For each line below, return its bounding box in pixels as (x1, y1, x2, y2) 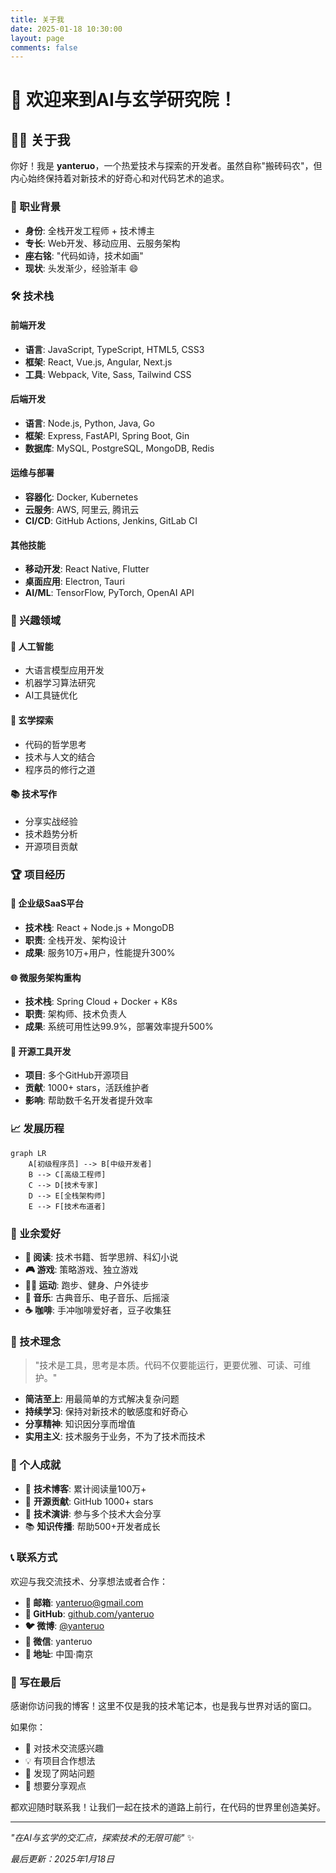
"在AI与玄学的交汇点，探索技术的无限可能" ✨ (10, 1832, 195, 1844)
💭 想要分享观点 (24, 1780, 87, 1792)
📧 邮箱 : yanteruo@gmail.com (24, 1596, 144, 1608)
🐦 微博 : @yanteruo (24, 1619, 105, 1631)
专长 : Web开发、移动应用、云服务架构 (24, 237, 181, 249)
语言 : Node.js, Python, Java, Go (24, 417, 155, 429)
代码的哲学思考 (24, 738, 87, 750)
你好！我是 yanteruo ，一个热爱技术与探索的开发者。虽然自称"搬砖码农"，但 (10, 160, 323, 172)
